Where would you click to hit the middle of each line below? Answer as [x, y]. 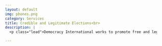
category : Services [25, 18]
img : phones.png [21, 14]
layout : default [21, 9]
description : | [20, 28]
